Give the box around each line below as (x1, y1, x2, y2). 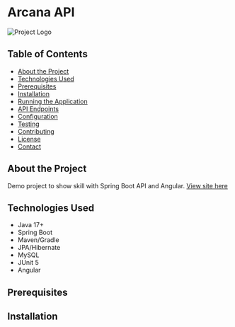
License (17, 134, 41, 143)
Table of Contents (7, 48, 88, 60)
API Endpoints (17, 104, 59, 113)
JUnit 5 (17, 258, 39, 267)
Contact (17, 142, 41, 151)
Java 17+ (17, 221, 44, 229)
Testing (17, 120, 40, 128)
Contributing (17, 127, 55, 135)
